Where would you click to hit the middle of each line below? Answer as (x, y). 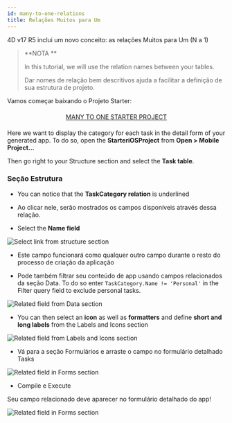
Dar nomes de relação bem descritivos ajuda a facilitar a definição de (123, 80)
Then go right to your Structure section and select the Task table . (101, 161)
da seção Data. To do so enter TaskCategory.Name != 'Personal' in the (118, 283)
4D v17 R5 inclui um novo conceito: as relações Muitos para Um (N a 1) (108, 39)
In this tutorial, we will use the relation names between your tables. (119, 66)
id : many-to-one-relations (46, 13)
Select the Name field (48, 228)
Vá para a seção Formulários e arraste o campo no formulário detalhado (120, 351)
